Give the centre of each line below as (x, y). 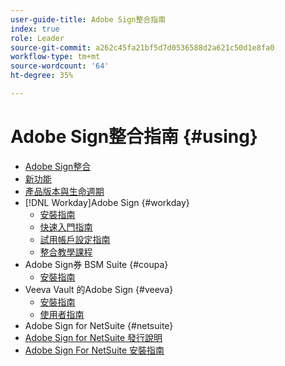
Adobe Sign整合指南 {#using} (134, 137)
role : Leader (37, 38)
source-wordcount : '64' (60, 66)
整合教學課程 (66, 252)
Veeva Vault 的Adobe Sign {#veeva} (99, 289)
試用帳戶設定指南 (75, 239)
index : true (35, 29)
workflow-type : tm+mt (55, 57)
